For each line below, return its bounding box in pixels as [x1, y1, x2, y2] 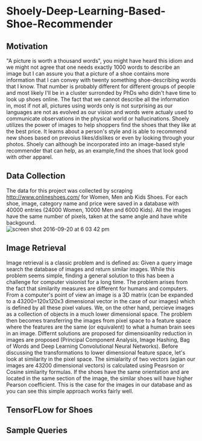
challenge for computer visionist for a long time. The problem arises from [6, 278, 188, 285]
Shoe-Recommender [6, 17, 113, 31]
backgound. [6, 219, 36, 226]
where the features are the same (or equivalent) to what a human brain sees [6, 323, 195, 330]
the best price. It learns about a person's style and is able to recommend [6, 128, 187, 135]
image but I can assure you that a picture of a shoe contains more [6, 70, 170, 77]
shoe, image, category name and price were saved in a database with [6, 199, 179, 207]
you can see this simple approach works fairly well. [6, 387, 134, 394]
